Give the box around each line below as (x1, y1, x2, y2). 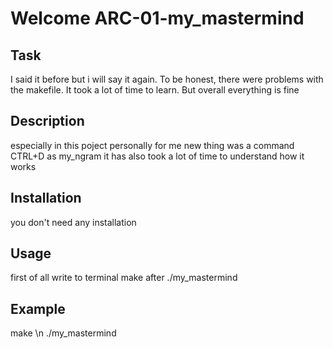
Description (10, 113, 85, 130)
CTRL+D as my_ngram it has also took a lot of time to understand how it (10, 150, 305, 162)
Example (10, 300, 66, 317)
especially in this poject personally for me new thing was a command (10, 139, 295, 151)
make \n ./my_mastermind (10, 327, 117, 339)
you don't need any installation (10, 216, 137, 228)
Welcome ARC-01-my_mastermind (10, 7, 305, 30)
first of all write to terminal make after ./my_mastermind (10, 272, 238, 284)
